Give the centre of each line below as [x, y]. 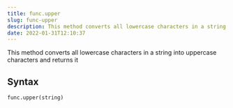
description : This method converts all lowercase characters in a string [117, 26]
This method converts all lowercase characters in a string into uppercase [112, 53]
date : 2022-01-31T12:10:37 [46, 33]
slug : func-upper [32, 20]
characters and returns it [43, 60]
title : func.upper [34, 13]
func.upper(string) [36, 98]
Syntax [23, 81]
